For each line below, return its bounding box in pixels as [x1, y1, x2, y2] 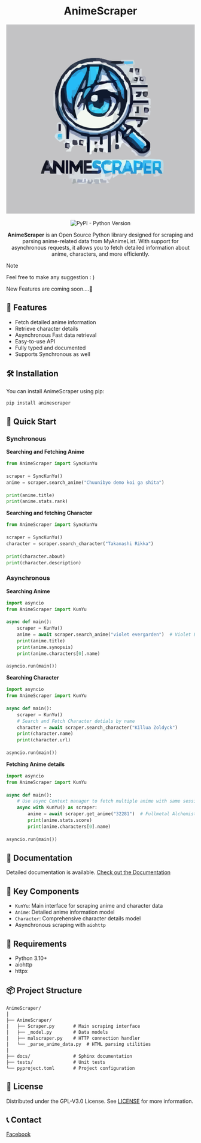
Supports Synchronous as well [14, 350, 91, 358]
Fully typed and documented [14, 344, 86, 351]
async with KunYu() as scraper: [17, 804, 98, 811]
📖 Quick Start [6, 416, 57, 427]
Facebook [6, 1130, 31, 1138]
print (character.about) [6, 553, 66, 559]
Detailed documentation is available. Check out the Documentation [6, 869, 171, 876]
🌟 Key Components [6, 886, 80, 896]
